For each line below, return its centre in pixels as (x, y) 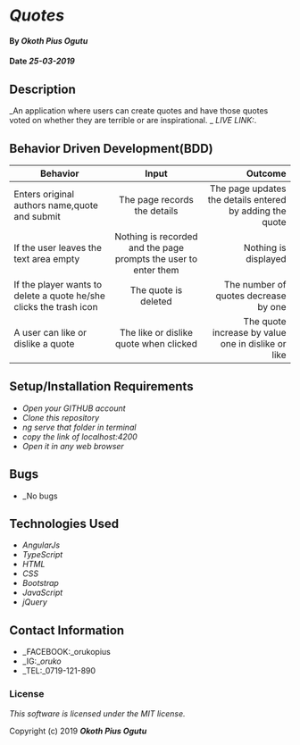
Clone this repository (61, 417)
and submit (37, 217)
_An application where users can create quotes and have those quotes (139, 111)
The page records (156, 200)
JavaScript (42, 593)
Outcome (266, 173)
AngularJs (41, 545)
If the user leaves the (58, 248)
